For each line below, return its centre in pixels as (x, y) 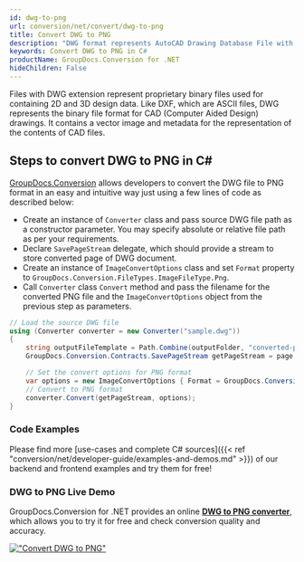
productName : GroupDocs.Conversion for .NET (95, 60)
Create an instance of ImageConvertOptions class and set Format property (158, 267)
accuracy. (28, 531)
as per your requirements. (71, 238)
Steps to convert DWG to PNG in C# (111, 161)
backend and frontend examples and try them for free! (111, 468)
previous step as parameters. (77, 306)
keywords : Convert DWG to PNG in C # (78, 52)
